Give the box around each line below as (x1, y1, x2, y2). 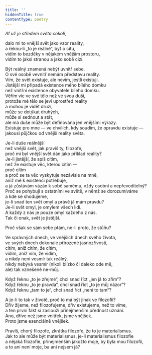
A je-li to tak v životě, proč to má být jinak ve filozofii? (5, 297, 116, 303)
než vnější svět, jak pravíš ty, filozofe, (5, 146, 83, 152)
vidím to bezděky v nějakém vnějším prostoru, (5, 51, 100, 57)
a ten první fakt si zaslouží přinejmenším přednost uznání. (5, 308, 124, 314)
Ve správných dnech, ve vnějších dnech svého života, (5, 235, 116, 241)
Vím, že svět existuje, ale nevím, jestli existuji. (5, 77, 99, 83)
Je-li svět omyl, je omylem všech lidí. (5, 204, 82, 210)
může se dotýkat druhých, (5, 109, 59, 115)
